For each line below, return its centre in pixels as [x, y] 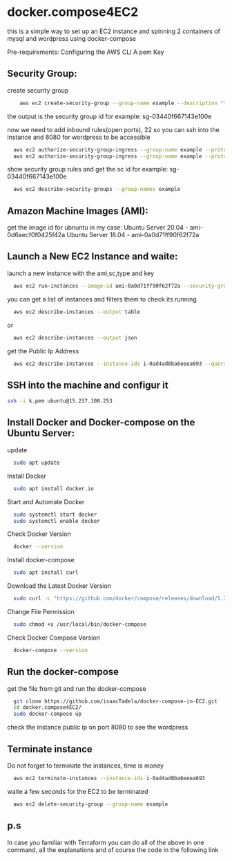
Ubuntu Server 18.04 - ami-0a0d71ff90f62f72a [133, 235]
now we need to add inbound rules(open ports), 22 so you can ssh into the [113, 129]
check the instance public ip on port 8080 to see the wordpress [98, 728]
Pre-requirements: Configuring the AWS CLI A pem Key [86, 52]
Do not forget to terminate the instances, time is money [86, 766]
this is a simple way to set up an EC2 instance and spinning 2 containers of [114, 31]
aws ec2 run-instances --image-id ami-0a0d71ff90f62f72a [97, 286]
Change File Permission [41, 612]
